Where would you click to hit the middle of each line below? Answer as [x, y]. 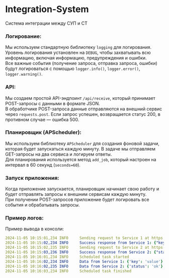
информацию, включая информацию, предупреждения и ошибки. [76, 58]
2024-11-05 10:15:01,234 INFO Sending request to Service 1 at [77, 238]
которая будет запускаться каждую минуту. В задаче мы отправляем [80, 149]
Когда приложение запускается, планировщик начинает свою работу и [82, 189]
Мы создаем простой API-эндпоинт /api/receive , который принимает [80, 98]
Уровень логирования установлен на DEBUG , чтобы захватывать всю [78, 53]
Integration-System [47, 9]
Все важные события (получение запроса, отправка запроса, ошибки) [81, 63]
